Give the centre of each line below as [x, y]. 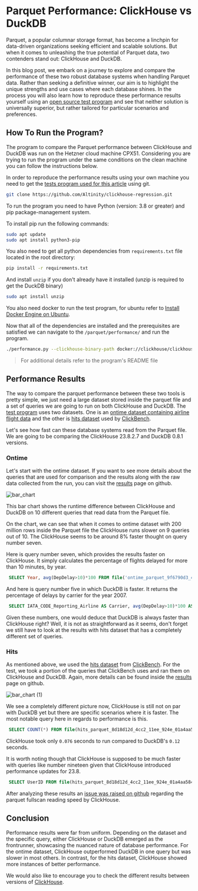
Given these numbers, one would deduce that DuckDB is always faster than [98, 617]
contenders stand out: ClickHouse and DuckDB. [64, 59]
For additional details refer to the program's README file [89, 360]
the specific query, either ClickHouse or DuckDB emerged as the [85, 839]
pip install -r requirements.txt [47, 268]
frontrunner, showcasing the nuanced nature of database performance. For [97, 845]
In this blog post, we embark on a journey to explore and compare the [91, 70]
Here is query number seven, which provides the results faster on [86, 554]
